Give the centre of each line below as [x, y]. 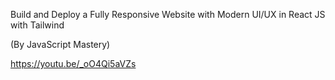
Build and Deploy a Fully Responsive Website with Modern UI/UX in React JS [168, 14]
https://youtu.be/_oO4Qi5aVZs [73, 63]
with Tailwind [37, 25]
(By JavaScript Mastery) [60, 44]
